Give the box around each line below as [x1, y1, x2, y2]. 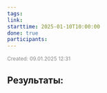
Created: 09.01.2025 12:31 [7, 55, 71, 62]
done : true [7, 29, 39, 37]
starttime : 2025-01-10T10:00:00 [7, 23, 100, 30]
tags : [7, 10, 23, 17]
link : [7, 17, 23, 24]
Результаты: [7, 74, 64, 86]
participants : [7, 36, 48, 43]
